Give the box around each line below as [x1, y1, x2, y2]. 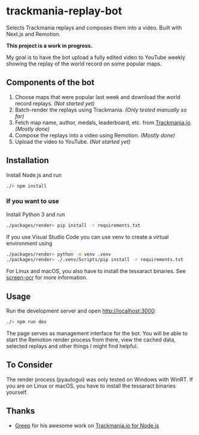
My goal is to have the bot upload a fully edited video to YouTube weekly [6, 53, 186, 61]
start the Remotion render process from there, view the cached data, [6, 336, 176, 343]
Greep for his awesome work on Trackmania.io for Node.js [14, 422, 159, 429]
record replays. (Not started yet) [14, 100, 95, 107]
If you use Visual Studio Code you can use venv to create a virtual [6, 233, 169, 241]
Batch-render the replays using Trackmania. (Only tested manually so [14, 106, 187, 113]
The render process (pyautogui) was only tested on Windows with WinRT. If [6, 376, 194, 383]
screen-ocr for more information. [6, 274, 88, 281]
